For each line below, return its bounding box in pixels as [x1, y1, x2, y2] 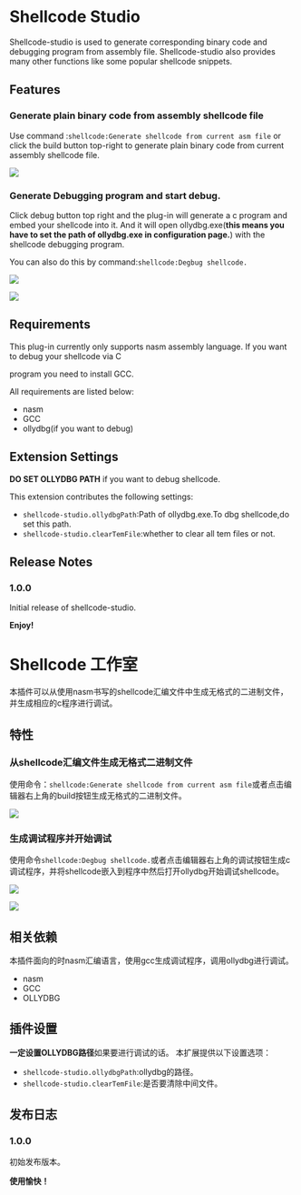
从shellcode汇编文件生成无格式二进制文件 [9, 757, 193, 769]
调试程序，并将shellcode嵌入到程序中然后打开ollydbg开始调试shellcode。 [9, 866, 285, 877]
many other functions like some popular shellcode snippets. [9, 55, 233, 66]
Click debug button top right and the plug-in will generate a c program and [9, 209, 287, 220]
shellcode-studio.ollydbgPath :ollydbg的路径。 [22, 1066, 199, 1077]
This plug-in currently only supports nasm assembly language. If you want [9, 341, 287, 352]
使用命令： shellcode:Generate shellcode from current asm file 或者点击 [9, 778, 284, 789]
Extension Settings [9, 449, 119, 465]
